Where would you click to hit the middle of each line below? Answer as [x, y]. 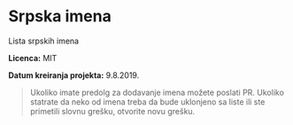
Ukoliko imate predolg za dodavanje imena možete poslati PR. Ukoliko [157, 92]
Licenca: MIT [33, 58]
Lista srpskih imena [44, 41]
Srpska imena [60, 16]
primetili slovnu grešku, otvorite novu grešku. [112, 111]
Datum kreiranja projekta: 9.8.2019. [74, 75]
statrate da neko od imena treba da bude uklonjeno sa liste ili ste [147, 102]
